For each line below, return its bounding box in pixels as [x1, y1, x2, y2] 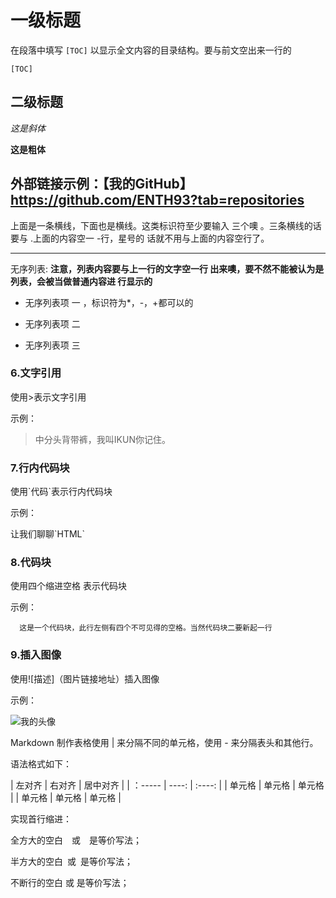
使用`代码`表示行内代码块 [10, 486, 113, 498]
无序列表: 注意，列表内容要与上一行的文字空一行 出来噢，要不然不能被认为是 [10, 262, 325, 275]
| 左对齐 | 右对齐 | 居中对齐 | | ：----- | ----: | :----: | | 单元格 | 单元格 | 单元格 [10, 779, 325, 791]
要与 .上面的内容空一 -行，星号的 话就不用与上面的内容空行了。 [10, 232, 270, 244]
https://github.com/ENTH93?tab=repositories [10, 192, 305, 209]
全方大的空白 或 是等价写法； [10, 834, 142, 846]
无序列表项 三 [24, 339, 81, 351]
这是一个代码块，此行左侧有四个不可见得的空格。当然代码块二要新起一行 [19, 623, 273, 633]
